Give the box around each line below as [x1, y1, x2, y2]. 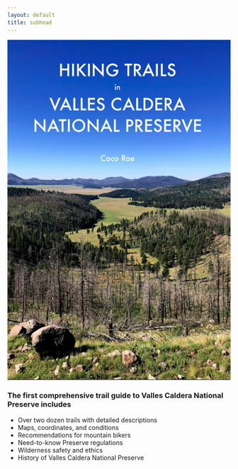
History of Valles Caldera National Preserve [17, 453, 144, 462]
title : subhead [7, 18, 52, 26]
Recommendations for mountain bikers [17, 431, 131, 439]
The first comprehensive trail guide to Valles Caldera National [7, 390, 224, 400]
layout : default [7, 11, 55, 18]
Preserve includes [7, 400, 72, 409]
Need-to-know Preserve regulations [17, 438, 123, 446]
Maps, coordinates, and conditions [17, 423, 119, 431]
